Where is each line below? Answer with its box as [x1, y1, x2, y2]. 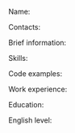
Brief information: [8, 38, 67, 47]
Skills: [8, 54, 28, 62]
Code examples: [8, 69, 63, 79]
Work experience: [8, 84, 68, 94]
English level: [8, 115, 52, 125]
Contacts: [8, 22, 41, 31]
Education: [8, 100, 44, 109]
